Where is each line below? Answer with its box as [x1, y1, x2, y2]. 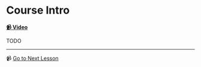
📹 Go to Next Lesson [6, 55, 59, 62]
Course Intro [6, 4, 70, 17]
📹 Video [6, 23, 28, 30]
